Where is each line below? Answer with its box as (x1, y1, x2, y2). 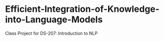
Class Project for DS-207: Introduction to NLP (5, 30, 98, 36)
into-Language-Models (5, 14, 103, 25)
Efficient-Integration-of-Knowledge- (5, 3, 160, 15)
